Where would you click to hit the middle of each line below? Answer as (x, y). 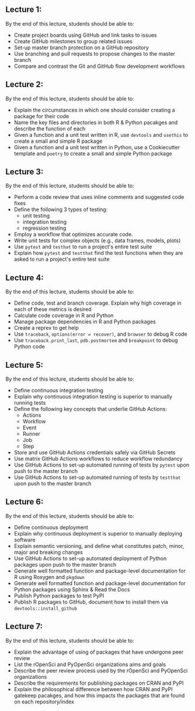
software (25, 540)
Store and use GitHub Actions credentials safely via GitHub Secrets (95, 453)
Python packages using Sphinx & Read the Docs (72, 589)
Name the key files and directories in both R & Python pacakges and (96, 122)
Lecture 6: (25, 502)
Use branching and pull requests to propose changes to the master (95, 54)
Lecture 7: (24, 627)
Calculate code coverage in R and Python (64, 316)
